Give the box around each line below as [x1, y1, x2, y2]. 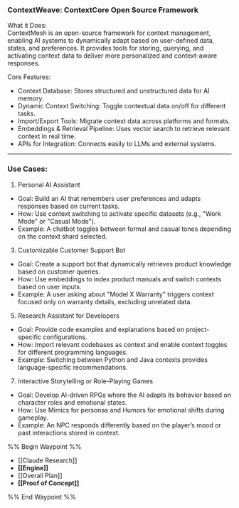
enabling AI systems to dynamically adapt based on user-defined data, [7, 36, 215, 45]
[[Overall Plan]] [17, 471, 63, 480]
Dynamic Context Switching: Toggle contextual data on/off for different [17, 102, 226, 110]
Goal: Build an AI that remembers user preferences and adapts [17, 194, 201, 202]
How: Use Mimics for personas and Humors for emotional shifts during [17, 405, 225, 414]
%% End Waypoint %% [7, 492, 76, 501]
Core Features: [7, 73, 51, 81]
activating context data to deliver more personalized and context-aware [7, 51, 218, 60]
